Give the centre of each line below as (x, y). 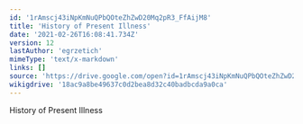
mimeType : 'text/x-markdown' (64, 59)
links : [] (28, 68)
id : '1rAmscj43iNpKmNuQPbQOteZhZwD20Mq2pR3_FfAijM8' (110, 18)
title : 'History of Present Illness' (80, 26)
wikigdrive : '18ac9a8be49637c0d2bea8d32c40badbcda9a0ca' (119, 84)
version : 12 (32, 43)
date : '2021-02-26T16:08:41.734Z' (74, 34)
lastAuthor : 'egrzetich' (56, 51)
